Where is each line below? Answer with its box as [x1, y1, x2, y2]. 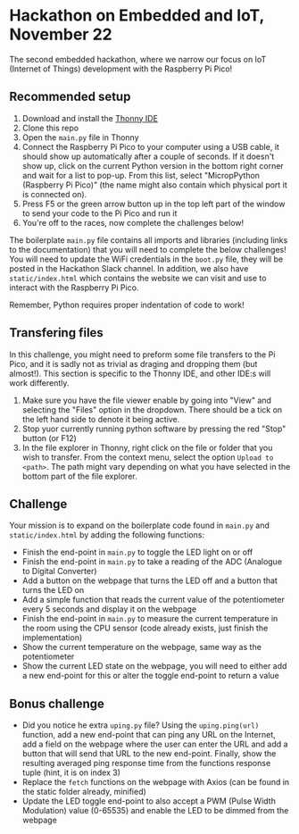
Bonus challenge [9, 696, 105, 711]
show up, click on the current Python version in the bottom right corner [21, 160, 284, 171]
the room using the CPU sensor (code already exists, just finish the [21, 622, 269, 634]
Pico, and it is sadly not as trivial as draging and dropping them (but [9, 358, 258, 369]
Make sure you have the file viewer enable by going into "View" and [21, 395, 272, 405]
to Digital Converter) [21, 566, 97, 577]
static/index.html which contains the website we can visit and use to [9, 272, 267, 283]
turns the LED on [21, 585, 85, 596]
